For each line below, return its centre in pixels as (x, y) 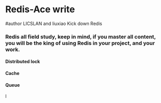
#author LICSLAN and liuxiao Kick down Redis (54, 23)
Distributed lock (23, 62)
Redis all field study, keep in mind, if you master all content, (80, 37)
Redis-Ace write (40, 9)
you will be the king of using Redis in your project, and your (80, 43)
